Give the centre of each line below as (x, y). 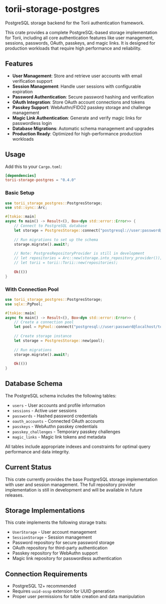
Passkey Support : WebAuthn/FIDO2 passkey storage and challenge (82, 107)
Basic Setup (20, 193)
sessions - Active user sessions (44, 410)
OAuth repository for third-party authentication (60, 548)
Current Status (28, 467)
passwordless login (32, 123)
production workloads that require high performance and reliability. (73, 48)
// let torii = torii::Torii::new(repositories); (66, 263)
